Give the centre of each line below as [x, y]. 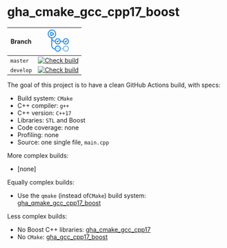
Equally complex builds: [41, 183]
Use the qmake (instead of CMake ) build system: [81, 196]
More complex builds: [38, 156]
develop [21, 70]
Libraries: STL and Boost [51, 121]
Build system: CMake [45, 99]
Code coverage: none [48, 127]
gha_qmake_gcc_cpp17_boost [59, 203]
